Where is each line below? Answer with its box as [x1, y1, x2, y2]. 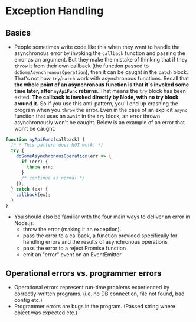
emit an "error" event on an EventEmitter [22, 251, 122, 258]
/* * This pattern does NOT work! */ [11, 142, 104, 148]
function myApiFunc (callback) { [5, 137, 85, 143]
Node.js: [14, 220, 35, 227]
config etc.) [14, 297, 43, 304]
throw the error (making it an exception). [22, 226, 122, 233]
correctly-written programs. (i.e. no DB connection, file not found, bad [14, 290, 185, 297]
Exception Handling [5, 4, 104, 18]
